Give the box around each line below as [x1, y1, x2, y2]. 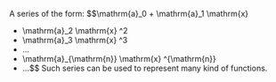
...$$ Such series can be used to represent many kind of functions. [21, 63, 268, 73]
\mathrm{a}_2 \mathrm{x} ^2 [21, 26, 128, 35]
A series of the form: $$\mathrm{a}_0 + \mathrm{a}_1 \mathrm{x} [9, 9, 249, 19]
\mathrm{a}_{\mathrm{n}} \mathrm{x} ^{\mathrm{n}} [21, 54, 216, 63]
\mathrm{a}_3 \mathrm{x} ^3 [21, 35, 128, 45]
